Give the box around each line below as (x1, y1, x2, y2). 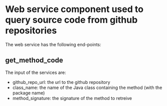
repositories (5, 25, 57, 36)
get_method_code (5, 56, 64, 65)
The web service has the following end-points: (5, 41, 101, 47)
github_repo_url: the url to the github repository (12, 79, 110, 85)
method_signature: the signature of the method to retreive (12, 95, 132, 101)
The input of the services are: (5, 69, 66, 75)
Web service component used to (5, 4, 144, 15)
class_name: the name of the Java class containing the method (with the (12, 84, 162, 90)
